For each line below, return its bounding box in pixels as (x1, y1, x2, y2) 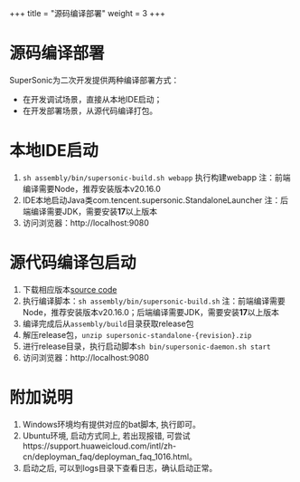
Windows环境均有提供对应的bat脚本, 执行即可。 (22, 419, 201, 429)
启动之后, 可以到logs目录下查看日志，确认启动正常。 (22, 462, 218, 473)
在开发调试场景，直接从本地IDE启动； (22, 93, 163, 104)
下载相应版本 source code (22, 284, 117, 294)
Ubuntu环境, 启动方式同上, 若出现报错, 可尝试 (22, 429, 192, 441)
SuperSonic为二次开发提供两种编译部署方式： (9, 74, 180, 85)
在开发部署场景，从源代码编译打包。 (22, 105, 158, 116)
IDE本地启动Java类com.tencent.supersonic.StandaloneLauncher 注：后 (22, 194, 289, 206)
